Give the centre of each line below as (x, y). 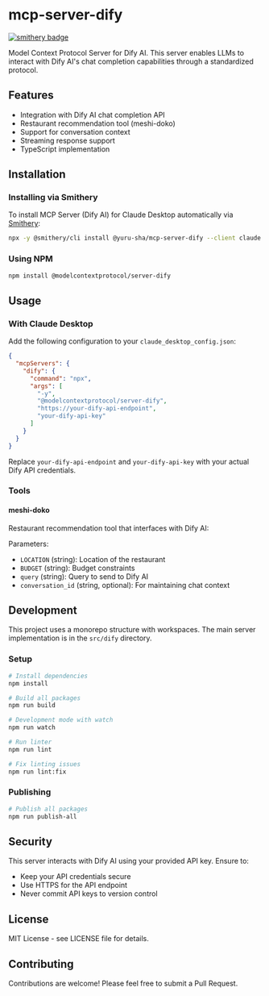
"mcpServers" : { (43, 364)
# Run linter (30, 742)
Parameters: (29, 544)
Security (30, 842)
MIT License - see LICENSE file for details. (79, 939)
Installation (37, 175)
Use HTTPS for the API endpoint (73, 886)
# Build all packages (45, 698)
